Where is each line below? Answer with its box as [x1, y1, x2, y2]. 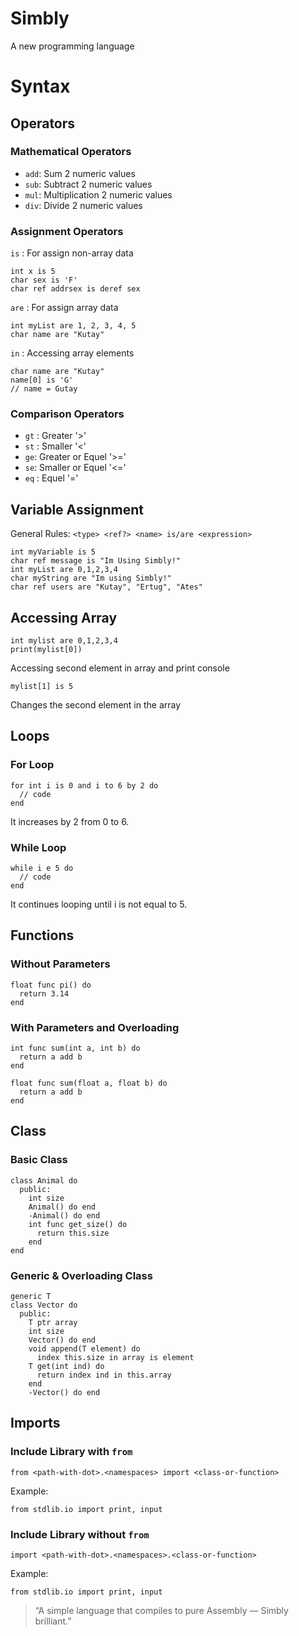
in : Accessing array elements [10, 347, 135, 359]
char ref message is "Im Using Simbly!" [10, 556, 182, 566]
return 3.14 [19, 988, 70, 999]
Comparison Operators [10, 407, 125, 421]
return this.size [36, 1228, 110, 1238]
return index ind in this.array [36, 1370, 172, 1380]
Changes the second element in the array [10, 699, 182, 711]
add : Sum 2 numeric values [24, 167, 136, 179]
